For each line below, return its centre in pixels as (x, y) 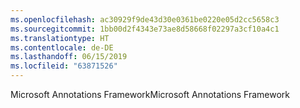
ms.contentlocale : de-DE (62, 47)
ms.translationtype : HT (60, 38)
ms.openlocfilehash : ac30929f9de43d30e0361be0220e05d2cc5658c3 (145, 19)
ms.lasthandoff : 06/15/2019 (69, 57)
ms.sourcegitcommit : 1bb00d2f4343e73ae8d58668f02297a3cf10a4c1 (145, 29)
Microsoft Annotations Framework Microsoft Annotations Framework (150, 94)
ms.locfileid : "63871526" (64, 66)
